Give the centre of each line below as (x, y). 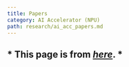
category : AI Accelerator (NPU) (53, 20)
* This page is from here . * (65, 54)
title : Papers (28, 13)
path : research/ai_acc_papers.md (55, 26)
